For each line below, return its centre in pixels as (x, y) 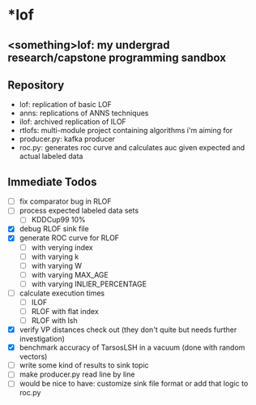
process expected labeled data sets (79, 211)
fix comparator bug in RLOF (65, 201)
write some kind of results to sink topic (84, 365)
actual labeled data (51, 157)
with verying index (62, 247)
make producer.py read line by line (77, 374)
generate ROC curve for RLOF (69, 238)
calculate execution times (62, 293)
